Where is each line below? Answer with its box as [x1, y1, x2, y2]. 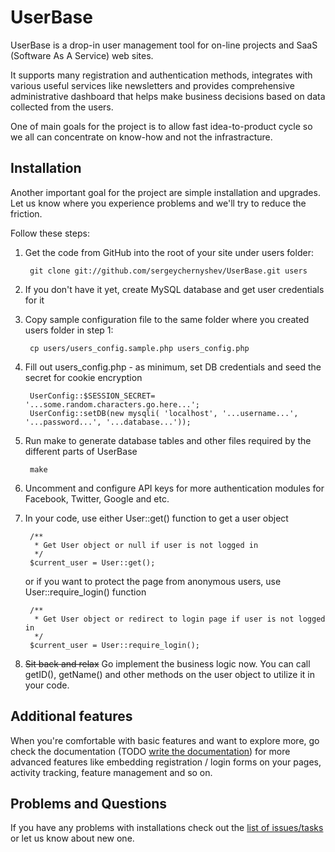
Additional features [10, 708, 133, 725]
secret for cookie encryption [24, 371, 143, 383]
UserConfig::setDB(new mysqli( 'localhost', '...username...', [29, 408, 299, 418]
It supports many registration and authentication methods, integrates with [10, 69, 313, 81]
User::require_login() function [24, 586, 147, 598]
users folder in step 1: [24, 324, 114, 336]
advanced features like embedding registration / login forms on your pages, [10, 756, 322, 768]
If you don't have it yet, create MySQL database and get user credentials [24, 283, 325, 295]
